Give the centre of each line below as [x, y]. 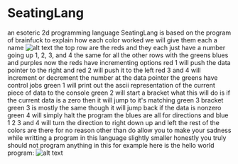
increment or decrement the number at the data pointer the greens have [113, 77]
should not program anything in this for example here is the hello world [111, 145]
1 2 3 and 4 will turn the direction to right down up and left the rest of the [114, 122]
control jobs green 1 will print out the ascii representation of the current [111, 85]
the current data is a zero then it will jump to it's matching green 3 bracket [115, 100]
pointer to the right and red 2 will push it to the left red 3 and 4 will [104, 70]
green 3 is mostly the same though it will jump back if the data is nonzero [114, 107]
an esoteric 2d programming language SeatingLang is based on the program [119, 33]
